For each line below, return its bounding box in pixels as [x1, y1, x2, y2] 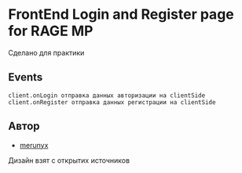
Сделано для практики [8, 48, 85, 57]
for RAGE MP [8, 22, 93, 40]
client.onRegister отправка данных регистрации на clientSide [8, 98, 216, 106]
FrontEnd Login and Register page [8, 5, 234, 23]
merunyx [19, 140, 49, 150]
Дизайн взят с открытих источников [8, 155, 130, 165]
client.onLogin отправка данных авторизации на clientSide [8, 92, 206, 99]
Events [8, 70, 43, 84]
